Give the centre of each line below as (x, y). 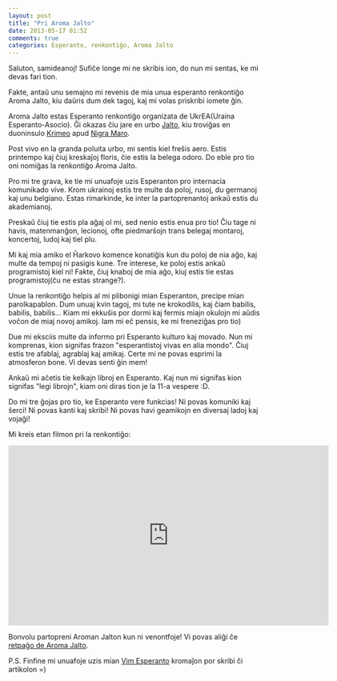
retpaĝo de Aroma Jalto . (48, 646)
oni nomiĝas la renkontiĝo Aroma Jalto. (73, 166)
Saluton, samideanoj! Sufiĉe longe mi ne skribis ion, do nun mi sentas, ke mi (133, 68)
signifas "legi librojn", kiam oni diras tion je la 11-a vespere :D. (109, 387)
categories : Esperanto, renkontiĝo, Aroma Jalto (91, 46)
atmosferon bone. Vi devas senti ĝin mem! (78, 363)
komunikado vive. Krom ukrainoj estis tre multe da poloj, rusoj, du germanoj (133, 190)
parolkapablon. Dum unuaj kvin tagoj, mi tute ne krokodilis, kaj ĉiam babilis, (132, 304)
